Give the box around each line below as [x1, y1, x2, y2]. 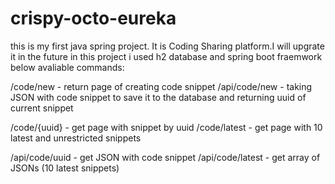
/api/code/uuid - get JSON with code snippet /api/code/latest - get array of [10, 151, 321, 163]
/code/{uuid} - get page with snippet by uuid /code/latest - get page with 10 [10, 121, 323, 133]
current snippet [10, 102, 74, 114]
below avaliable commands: [10, 61, 125, 73]
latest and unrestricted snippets [10, 132, 142, 144]
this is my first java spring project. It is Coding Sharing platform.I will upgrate [10, 40, 325, 52]
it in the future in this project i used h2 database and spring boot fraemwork [10, 50, 323, 62]
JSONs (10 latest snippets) [10, 162, 120, 174]
